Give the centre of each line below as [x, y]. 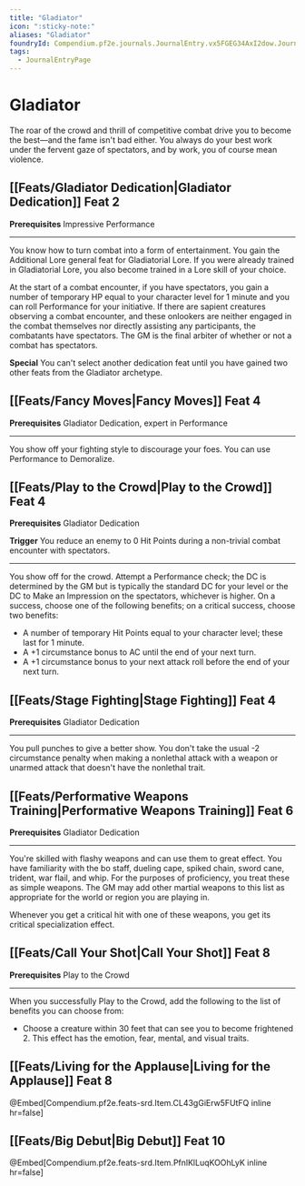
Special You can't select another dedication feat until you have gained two [149, 362]
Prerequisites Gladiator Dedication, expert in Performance [119, 423]
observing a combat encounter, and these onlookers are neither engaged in [151, 316]
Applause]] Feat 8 [61, 1081]
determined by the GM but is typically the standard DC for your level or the [149, 587]
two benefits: [34, 616]
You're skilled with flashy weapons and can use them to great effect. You [146, 859]
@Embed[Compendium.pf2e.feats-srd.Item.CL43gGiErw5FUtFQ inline [140, 1102]
